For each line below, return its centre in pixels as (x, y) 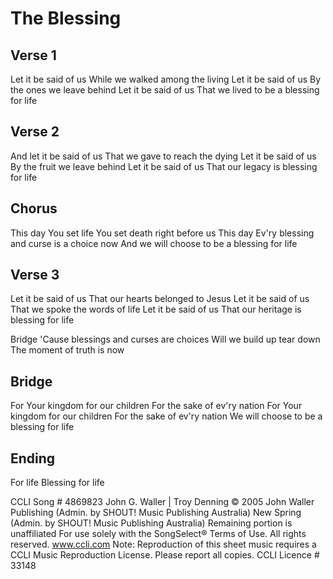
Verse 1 (33, 55)
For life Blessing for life (57, 483)
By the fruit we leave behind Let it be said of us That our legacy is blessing (164, 166)
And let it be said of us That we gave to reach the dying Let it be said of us (163, 156)
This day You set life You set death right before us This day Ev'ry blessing (162, 233)
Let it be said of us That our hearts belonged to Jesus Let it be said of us (160, 299)
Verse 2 (35, 132)
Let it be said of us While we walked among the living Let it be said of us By (166, 79)
